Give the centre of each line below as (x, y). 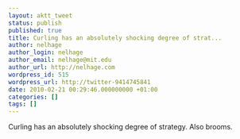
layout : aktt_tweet (41, 15)
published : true (35, 30)
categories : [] (33, 97)
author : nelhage (35, 45)
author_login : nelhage (46, 52)
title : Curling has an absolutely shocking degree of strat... (115, 38)
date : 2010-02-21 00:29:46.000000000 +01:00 (83, 89)
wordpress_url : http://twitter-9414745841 (79, 82)
